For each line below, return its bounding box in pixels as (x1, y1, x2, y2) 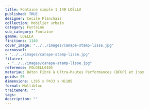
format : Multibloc (5, 83, 42, 88)
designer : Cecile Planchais (5, 16, 62, 21)
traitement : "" (5, 88, 36, 93)
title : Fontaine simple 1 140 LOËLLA (5, 7, 82, 12)
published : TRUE (5, 12, 38, 16)
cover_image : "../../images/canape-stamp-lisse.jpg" (5, 43, 114, 48)
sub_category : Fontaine (5, 29, 53, 34)
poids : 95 (5, 74, 25, 79)
